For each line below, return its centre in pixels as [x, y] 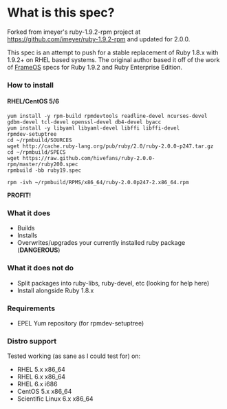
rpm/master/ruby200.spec [43, 164]
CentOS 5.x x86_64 [44, 392]
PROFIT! [19, 195]
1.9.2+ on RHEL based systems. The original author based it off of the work [113, 59]
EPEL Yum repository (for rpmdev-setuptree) [80, 323]
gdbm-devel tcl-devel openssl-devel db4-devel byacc [84, 122]
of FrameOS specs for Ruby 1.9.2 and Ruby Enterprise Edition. [95, 67]
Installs [27, 235]
